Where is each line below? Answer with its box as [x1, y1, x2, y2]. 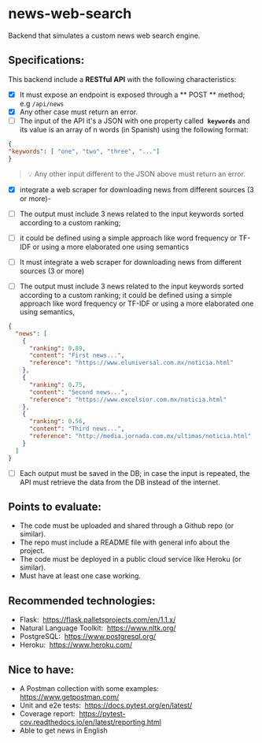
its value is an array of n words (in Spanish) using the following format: [19, 124, 249, 134]
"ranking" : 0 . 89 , [28, 344, 87, 352]
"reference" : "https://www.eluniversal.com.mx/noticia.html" [28, 359, 234, 367]
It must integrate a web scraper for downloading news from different [19, 257, 242, 266]
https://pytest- [78, 709, 126, 718]
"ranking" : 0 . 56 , [28, 418, 87, 425]
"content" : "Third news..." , [28, 425, 125, 433]
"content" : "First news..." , [28, 351, 125, 359]
